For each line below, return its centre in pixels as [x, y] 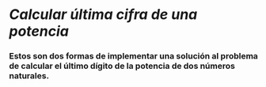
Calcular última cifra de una [103, 15]
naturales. [29, 76]
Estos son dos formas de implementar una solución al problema [133, 56]
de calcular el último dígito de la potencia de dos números [122, 66]
